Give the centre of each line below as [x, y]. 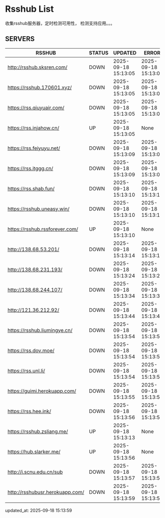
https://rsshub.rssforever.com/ [43, 229]
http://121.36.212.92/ [33, 310]
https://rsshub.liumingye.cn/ [40, 330]
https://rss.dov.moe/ [31, 350]
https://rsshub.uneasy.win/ [39, 208]
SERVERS [20, 39]
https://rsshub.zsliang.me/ [38, 431]
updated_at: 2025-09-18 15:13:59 [39, 510]
